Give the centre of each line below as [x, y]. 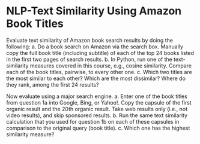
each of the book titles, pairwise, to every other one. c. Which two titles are [99, 72]
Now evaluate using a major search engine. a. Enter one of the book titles [97, 96]
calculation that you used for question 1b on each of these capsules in [93, 121]
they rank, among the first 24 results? [53, 84]
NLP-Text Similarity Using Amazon [94, 11]
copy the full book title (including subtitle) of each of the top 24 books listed [100, 53]
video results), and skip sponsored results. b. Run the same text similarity [97, 115]
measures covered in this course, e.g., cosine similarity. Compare [111, 65]
